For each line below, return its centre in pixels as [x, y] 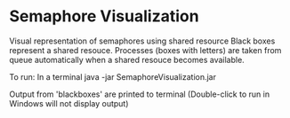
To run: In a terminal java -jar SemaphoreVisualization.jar [113, 76]
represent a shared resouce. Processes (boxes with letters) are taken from [145, 50]
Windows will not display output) [69, 103]
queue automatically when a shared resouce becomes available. [127, 59]
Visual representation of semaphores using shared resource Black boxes [142, 41]
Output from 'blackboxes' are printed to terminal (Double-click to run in [139, 94]
